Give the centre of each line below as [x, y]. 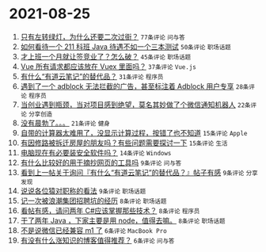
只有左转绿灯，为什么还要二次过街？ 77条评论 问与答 [103, 36]
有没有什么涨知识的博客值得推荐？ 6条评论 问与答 [97, 240]
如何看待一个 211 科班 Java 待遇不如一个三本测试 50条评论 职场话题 [126, 46]
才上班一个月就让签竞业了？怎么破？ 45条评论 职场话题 [106, 56]
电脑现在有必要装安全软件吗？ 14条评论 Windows [96, 152]
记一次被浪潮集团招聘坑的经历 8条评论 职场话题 [93, 200]
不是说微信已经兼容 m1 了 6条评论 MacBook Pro [93, 230]
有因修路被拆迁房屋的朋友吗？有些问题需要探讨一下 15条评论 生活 [124, 143]
